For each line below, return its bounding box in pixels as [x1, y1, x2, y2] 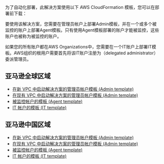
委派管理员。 [5, 56, 31, 62]
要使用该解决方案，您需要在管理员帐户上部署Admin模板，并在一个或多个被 [5, 21, 157, 27]
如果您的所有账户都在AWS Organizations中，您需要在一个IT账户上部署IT [5, 44, 152, 49]
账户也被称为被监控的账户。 [5, 34, 62, 39]
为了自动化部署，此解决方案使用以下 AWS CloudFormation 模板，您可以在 [5, 4, 155, 10]
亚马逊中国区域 [5, 121, 51, 129]
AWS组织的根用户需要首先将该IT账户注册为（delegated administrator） [13, 50, 159, 56]
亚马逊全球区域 [5, 72, 51, 81]
